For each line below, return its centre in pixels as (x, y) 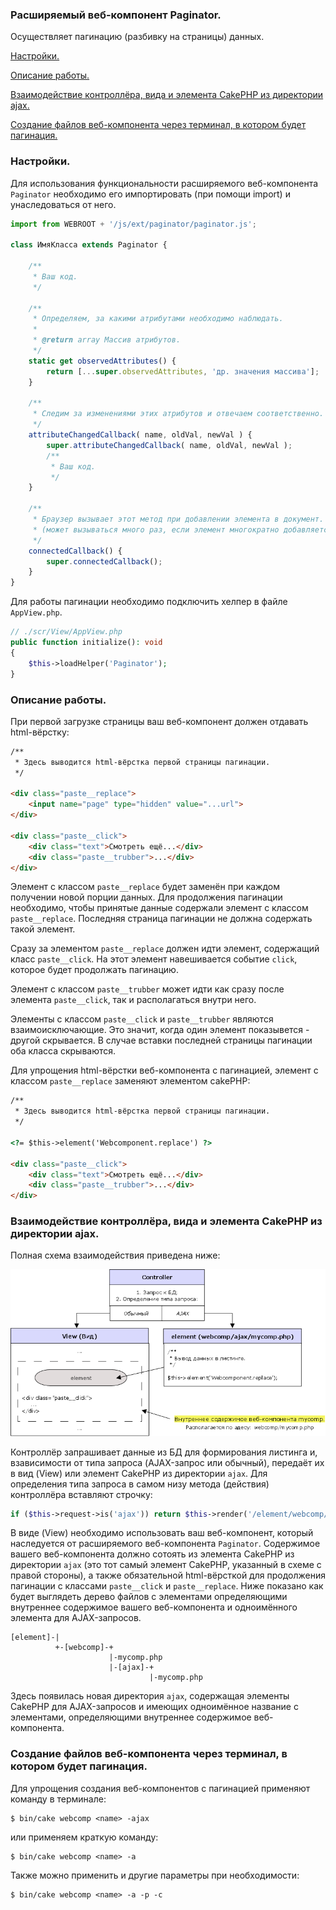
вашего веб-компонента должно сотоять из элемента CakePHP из (152, 1554)
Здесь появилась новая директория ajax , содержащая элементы (150, 1696)
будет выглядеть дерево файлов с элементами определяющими (149, 1597)
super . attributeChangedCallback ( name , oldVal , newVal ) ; (169, 445)
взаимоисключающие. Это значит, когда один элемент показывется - (160, 1030)
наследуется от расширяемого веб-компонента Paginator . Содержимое (165, 1544)
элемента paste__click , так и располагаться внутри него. (133, 1000)
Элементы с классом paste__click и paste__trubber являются (142, 1019)
